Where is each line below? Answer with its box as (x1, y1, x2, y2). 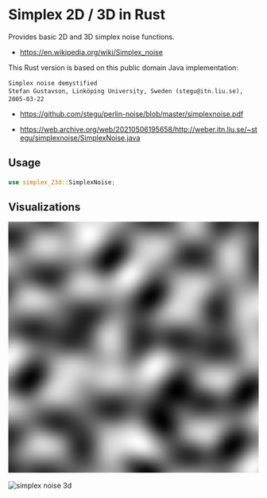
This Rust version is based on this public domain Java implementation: (8, 62, 238, 73)
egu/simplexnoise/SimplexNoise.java (19, 133, 141, 143)
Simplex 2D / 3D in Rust (8, 6, 166, 24)
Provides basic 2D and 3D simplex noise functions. (8, 32, 175, 41)
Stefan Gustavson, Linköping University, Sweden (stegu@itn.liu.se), (8, 87, 244, 95)
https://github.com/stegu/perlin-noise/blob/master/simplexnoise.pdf (19, 109, 244, 119)
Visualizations (8, 201, 81, 214)
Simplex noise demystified (8, 79, 98, 87)
